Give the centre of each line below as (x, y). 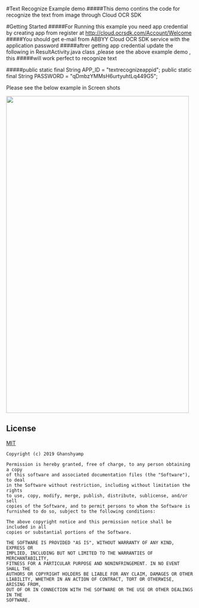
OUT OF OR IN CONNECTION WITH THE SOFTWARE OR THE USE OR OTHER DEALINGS (100, 590)
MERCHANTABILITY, (28, 558)
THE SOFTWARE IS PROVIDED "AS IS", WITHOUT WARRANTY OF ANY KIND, (90, 542)
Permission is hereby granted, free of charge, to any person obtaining (98, 464)
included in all (26, 527)
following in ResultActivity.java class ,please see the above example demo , (99, 52)
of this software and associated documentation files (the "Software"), (98, 475)
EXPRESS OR (20, 548)
